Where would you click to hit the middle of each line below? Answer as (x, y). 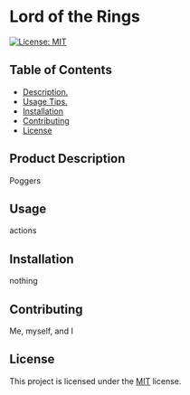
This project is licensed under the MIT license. (95, 381)
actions (23, 230)
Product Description (67, 159)
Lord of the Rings (75, 17)
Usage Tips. (45, 101)
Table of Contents (61, 70)
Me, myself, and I (42, 331)
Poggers (25, 180)
